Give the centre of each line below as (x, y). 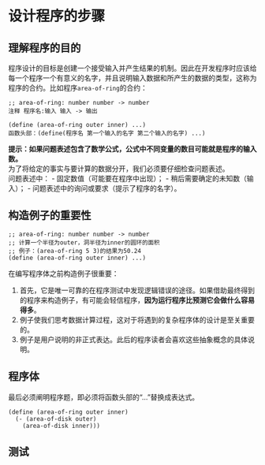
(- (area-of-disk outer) (56, 418)
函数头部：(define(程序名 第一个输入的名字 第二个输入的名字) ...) (107, 133)
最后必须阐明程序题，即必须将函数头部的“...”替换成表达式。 (104, 397)
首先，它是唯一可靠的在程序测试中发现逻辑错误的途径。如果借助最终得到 (137, 290)
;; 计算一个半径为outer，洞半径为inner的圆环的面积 (84, 242)
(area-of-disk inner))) (62, 426)
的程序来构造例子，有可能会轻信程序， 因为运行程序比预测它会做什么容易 (137, 299)
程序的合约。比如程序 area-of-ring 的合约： (78, 88)
